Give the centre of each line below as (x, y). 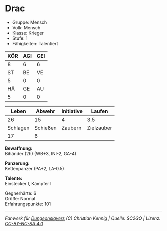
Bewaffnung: (19, 148)
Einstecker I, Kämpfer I (28, 183)
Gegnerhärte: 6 (21, 193)
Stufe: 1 (20, 38)
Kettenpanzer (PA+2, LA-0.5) (35, 168)
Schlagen (19, 128)
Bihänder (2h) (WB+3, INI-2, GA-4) (41, 153)
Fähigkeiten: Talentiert (35, 43)
